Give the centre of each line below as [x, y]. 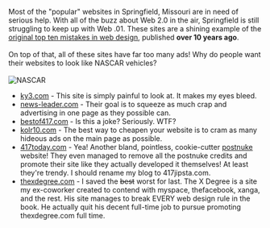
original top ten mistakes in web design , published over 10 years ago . [124, 37]
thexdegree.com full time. [62, 216]
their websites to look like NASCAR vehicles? [83, 63]
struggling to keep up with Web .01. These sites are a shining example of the [135, 29]
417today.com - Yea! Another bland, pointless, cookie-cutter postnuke [136, 147]
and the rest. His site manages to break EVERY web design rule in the [135, 198]
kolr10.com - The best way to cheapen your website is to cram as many [139, 130]
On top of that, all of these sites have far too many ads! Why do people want [135, 54]
